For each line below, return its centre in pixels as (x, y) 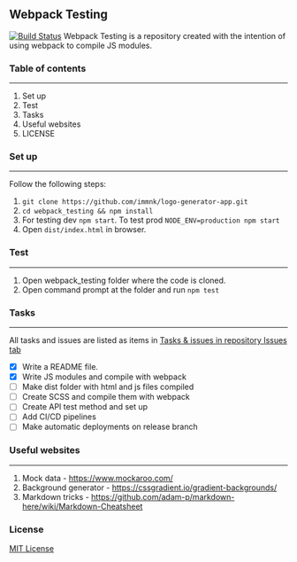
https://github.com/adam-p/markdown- (163, 496)
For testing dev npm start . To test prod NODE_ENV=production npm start (151, 220)
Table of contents (48, 68)
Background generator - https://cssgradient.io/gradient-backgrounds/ (149, 488)
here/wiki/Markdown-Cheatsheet (82, 506)
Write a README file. (60, 367)
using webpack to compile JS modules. (81, 45)
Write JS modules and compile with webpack (104, 377)
